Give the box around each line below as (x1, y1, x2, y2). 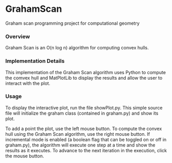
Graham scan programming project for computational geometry (5, 20, 140, 26)
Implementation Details (5, 58, 65, 65)
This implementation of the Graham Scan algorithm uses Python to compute (5, 69, 166, 75)
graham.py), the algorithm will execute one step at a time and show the (5, 142, 156, 148)
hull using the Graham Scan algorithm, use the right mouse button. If (5, 131, 150, 137)
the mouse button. (5, 153, 44, 159)
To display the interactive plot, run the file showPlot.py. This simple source (5, 104, 163, 111)
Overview (5, 33, 30, 40)
